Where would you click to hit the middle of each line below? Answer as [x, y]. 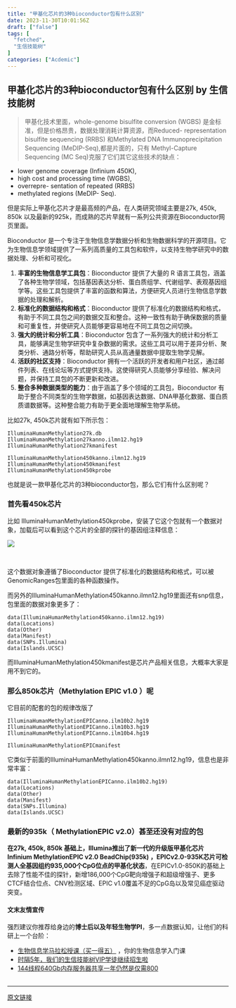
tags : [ [19, 33]
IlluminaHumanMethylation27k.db [54, 433]
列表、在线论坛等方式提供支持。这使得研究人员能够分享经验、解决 [119, 370]
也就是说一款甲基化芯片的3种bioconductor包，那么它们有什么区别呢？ [109, 484]
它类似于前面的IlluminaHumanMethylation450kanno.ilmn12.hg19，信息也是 [115, 760]
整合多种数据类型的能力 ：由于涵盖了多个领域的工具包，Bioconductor [117, 387]
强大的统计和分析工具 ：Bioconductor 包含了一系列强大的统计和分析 [115, 335]
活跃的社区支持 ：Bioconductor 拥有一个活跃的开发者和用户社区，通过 [118, 361]
